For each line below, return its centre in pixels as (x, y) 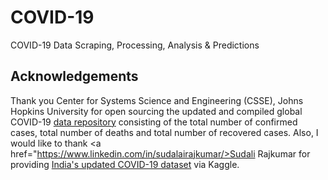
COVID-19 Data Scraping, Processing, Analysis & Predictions (135, 45)
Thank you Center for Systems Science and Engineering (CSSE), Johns (157, 100)
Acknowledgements (74, 76)
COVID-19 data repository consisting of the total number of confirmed (154, 122)
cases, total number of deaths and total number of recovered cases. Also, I (164, 132)
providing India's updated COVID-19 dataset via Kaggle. (125, 164)
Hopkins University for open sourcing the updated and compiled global (156, 111)
